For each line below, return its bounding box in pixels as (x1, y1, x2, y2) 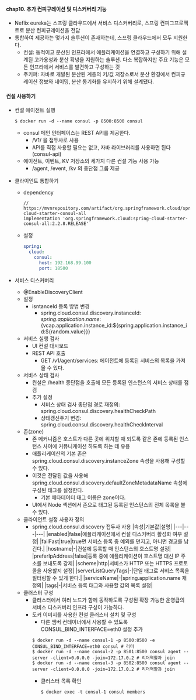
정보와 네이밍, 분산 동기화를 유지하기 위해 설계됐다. (38, 78, 155, 85)
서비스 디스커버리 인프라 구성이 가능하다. (32, 603, 124, 610)
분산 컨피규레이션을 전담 (25, 27, 80, 34)
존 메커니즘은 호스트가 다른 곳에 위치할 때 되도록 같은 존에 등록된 (32, 435, 178, 442)
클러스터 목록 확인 (40, 677, 82, 684)
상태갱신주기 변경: (40, 414, 82, 421)
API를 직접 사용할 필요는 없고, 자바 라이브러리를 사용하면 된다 (32, 144, 171, 151)
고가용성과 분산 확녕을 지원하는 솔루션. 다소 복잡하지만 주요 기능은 (34, 56, 184, 63)
